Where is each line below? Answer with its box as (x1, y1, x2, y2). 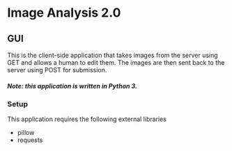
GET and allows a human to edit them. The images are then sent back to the (7, 58, 225, 67)
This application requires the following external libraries (7, 115, 167, 123)
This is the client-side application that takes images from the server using (7, 51, 218, 59)
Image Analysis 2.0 (7, 5, 121, 21)
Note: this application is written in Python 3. (7, 81, 138, 90)
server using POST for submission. (7, 66, 107, 74)
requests (17, 136, 43, 144)
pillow (17, 129, 35, 137)
